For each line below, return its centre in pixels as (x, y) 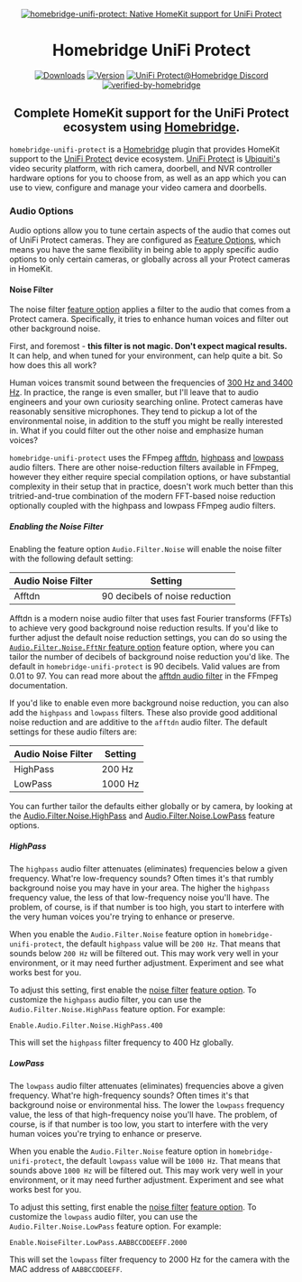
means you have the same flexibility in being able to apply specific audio (144, 250)
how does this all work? (53, 365)
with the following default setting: (71, 558)
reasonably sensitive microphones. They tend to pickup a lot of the (133, 411)
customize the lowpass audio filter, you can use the (104, 1217)
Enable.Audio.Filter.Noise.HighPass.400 (87, 1026)
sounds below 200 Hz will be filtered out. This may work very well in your (144, 954)
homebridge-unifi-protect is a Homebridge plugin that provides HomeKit (145, 149)
